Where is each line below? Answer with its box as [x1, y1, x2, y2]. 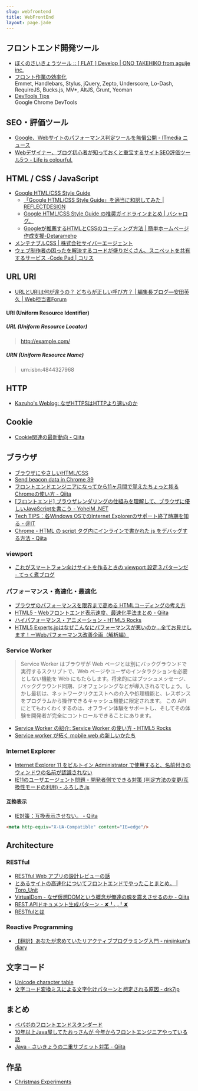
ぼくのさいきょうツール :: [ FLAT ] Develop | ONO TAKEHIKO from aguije [14, 60, 190, 67]
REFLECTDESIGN [23, 203, 66, 210]
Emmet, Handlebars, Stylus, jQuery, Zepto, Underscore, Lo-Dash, [14, 80, 174, 87]
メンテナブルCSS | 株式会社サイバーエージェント [14, 240, 133, 247]
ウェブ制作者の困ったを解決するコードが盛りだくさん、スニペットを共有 [14, 247, 190, 254]
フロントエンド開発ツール [6, 42, 99, 53]
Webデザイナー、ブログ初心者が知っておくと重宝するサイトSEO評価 [14, 149, 181, 156]
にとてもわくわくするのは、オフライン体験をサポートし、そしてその [20, 705, 186, 712]
